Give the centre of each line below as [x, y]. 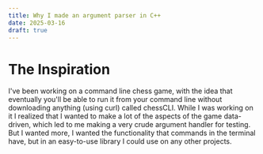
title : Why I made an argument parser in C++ [84, 15]
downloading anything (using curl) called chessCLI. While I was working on [131, 108]
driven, [20, 125]
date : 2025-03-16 [37, 23]
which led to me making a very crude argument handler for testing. [142, 125]
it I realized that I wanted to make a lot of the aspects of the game [115, 116]
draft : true [28, 30]
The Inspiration [59, 69]
